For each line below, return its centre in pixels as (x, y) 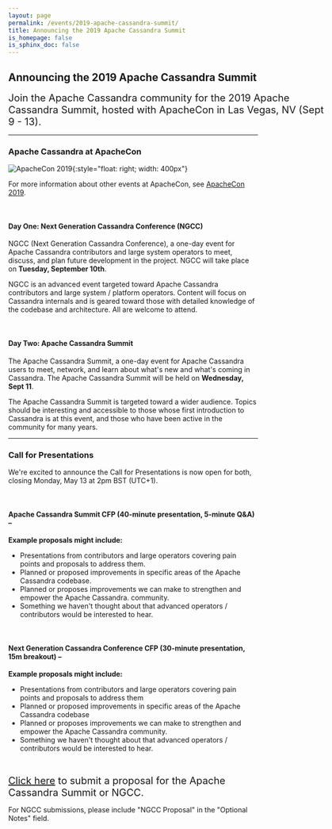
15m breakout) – (35, 656)
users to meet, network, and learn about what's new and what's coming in (129, 369)
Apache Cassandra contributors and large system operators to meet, (120, 252)
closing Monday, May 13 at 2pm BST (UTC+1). (83, 480)
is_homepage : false (40, 38)
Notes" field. (29, 819)
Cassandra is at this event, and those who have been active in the (116, 418)
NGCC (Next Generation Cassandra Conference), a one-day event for (122, 244)
